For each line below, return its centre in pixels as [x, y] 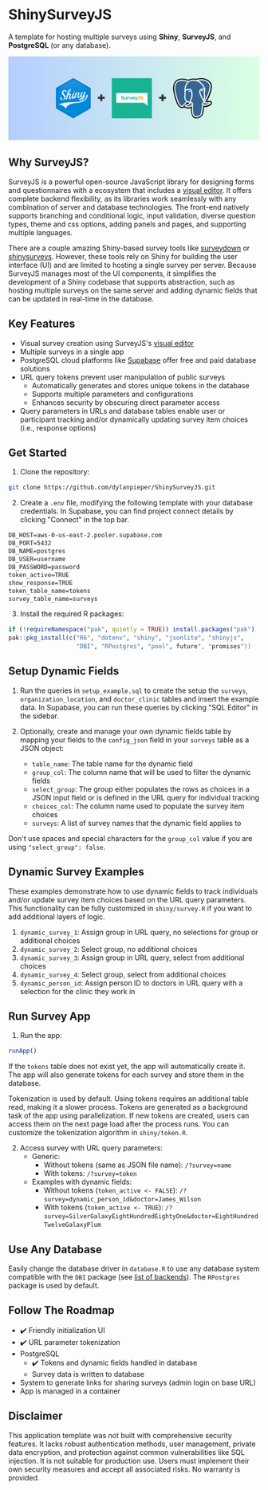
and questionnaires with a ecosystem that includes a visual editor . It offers [130, 190]
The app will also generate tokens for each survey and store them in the [126, 1075]
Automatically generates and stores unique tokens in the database [140, 385]
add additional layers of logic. [57, 916]
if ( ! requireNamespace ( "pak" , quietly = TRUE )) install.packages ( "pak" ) [132, 630]
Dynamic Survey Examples [77, 872]
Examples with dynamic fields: [82, 1182]
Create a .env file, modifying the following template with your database [136, 503]
